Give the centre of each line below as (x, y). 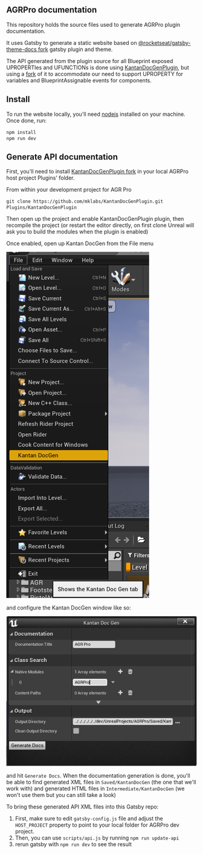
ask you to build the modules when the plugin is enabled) (77, 232)
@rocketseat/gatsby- (165, 42)
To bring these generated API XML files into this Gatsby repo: (82, 807)
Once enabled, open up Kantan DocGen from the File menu (80, 244)
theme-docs (22, 49)
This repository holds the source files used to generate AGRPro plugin (93, 24)
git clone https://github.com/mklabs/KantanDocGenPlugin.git (85, 202)
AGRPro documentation (52, 10)
